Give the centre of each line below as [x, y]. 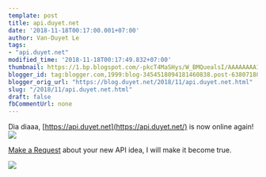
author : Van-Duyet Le [44, 38]
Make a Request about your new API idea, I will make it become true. [120, 150]
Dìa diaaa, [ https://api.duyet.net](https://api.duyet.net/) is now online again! [131, 127]
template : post [33, 15]
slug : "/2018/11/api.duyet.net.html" [70, 89]
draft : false [30, 97]
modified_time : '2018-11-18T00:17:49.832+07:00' [90, 60]
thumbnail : [26, 67]
